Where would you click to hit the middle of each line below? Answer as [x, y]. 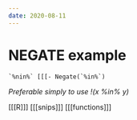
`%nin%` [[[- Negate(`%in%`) [57, 77]
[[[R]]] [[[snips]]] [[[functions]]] [60, 107]
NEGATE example [67, 55]
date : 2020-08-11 [37, 16]
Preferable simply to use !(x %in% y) [69, 91]
